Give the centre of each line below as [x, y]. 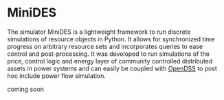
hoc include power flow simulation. [57, 76]
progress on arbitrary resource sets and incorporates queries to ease [105, 46]
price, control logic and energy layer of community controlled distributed [110, 61]
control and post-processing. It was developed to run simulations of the [108, 54]
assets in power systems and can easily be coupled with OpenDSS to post [112, 68]
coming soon [26, 89]
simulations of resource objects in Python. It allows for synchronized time [111, 39]
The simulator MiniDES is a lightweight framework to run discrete [99, 32]
